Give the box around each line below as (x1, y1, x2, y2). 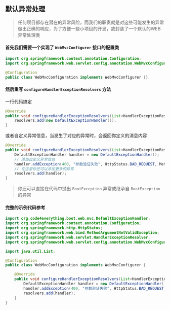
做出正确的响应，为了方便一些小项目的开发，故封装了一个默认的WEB (17, 25, 161, 31)
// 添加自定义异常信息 (14, 157, 56, 162)
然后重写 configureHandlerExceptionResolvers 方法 (5, 86, 111, 92)
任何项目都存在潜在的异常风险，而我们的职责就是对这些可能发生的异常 (17, 19, 164, 25)
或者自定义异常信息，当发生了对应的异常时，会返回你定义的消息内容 (5, 132, 147, 139)
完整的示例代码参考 (5, 204, 46, 211)
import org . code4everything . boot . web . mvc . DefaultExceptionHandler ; (5, 216, 151, 221)
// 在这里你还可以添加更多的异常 (14, 166, 74, 171)
